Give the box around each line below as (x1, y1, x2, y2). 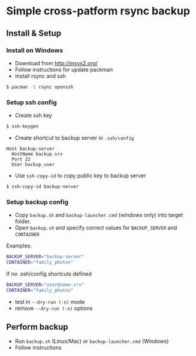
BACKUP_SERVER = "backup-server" (6, 254, 85, 260)
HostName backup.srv (11, 151, 63, 157)
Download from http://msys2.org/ (14, 59, 98, 67)
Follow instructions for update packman (14, 66, 113, 73)
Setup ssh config (6, 98, 57, 106)
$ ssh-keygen (6, 123, 39, 129)
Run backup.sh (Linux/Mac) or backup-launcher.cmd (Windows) (14, 337, 169, 345)
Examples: (6, 242, 32, 249)
